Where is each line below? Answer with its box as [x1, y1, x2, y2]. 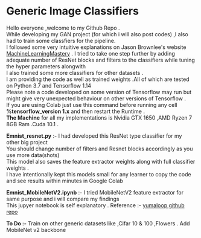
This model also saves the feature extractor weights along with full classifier [6, 158, 196, 165]
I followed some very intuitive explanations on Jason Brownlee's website [6, 43, 187, 51]
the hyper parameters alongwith [6, 62, 86, 70]
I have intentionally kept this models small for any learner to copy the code [6, 170, 191, 178]
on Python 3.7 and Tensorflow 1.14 [6, 82, 92, 89]
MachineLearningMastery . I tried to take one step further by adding [6, 50, 175, 57]
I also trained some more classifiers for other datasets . [6, 69, 144, 76]
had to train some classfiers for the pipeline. [6, 37, 116, 44]
